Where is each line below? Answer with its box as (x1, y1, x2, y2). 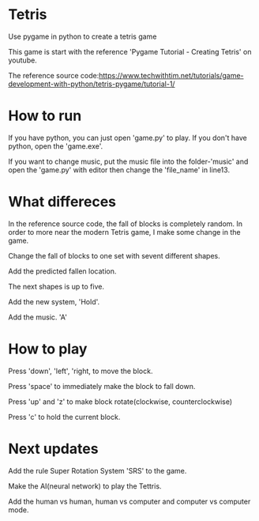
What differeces (8, 193, 117, 211)
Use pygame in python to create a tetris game (8, 32, 157, 41)
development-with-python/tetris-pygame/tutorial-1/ (8, 79, 175, 89)
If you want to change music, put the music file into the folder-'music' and (8, 157, 249, 166)
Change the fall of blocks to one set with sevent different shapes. (8, 251, 220, 260)
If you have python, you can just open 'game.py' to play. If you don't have (8, 133, 247, 142)
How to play (8, 340, 88, 357)
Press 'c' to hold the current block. (8, 412, 121, 421)
